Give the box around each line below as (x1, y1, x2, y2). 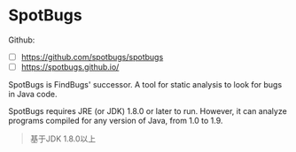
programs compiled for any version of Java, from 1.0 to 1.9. (8, 116, 223, 126)
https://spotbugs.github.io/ (20, 62, 120, 72)
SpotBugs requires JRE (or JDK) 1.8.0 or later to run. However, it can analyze (8, 106, 287, 117)
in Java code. (8, 89, 58, 100)
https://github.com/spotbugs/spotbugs (20, 51, 164, 62)
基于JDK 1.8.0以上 (29, 133, 97, 144)
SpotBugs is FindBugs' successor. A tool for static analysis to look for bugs (8, 80, 283, 90)
